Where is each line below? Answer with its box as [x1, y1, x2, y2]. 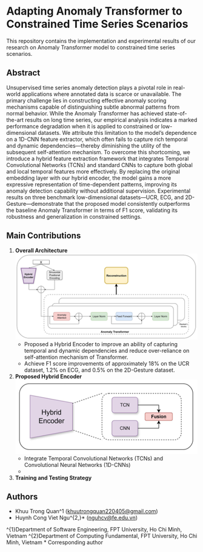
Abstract [6, 68, 41, 78]
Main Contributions [6, 231, 81, 241]
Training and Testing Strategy [15, 474, 92, 481]
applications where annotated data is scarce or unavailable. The [21, 90, 182, 98]
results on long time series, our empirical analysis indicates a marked [25, 116, 198, 123]
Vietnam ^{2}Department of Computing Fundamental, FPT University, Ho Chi [6, 533, 198, 540]
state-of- [164, 109, 187, 117]
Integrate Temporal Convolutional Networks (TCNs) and [24, 454, 164, 462]
